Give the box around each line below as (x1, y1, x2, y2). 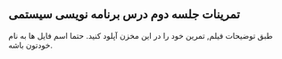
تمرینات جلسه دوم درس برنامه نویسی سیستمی (8, 7, 240, 22)
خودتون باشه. (8, 40, 53, 50)
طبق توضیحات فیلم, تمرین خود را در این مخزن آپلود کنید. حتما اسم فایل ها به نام (8, 30, 273, 41)
